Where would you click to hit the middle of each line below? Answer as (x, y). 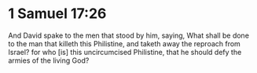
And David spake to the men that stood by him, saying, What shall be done (129, 35)
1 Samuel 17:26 (57, 14)
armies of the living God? (49, 60)
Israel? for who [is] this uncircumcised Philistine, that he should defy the (125, 52)
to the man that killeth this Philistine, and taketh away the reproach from (125, 43)
